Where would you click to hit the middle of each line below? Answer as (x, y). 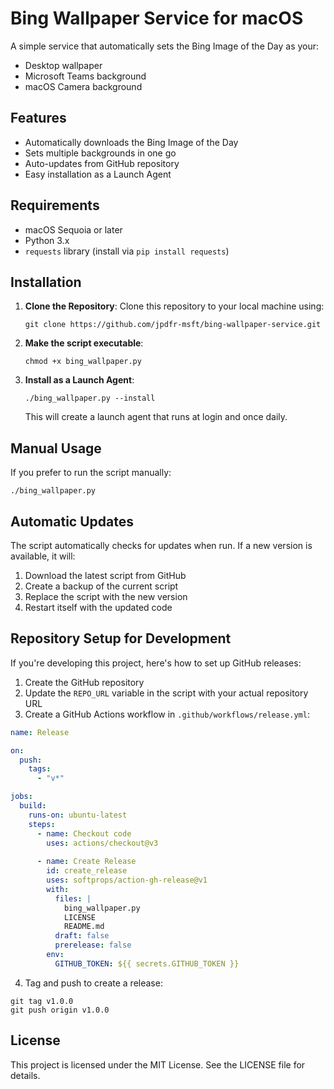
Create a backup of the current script (101, 586)
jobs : (21, 797)
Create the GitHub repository (84, 682)
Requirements (55, 205)
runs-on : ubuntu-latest (78, 815)
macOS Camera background (83, 86)
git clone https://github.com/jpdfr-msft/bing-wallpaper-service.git (173, 325)
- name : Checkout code (84, 833)
